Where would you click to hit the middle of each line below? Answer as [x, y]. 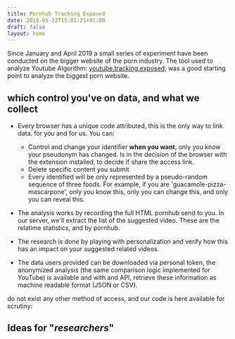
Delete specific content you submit [78, 169]
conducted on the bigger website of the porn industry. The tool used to [110, 61]
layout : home [26, 33]
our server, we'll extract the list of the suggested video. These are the [118, 220]
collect [23, 109]
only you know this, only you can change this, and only [149, 192]
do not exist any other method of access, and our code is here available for [116, 299]
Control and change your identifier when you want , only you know [124, 147]
